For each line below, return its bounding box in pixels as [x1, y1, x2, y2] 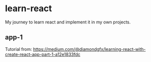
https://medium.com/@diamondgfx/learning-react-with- [33, 46, 146, 52]
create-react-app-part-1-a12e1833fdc [5, 51, 80, 57]
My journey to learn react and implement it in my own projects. [5, 19, 131, 25]
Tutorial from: [5, 46, 33, 52]
